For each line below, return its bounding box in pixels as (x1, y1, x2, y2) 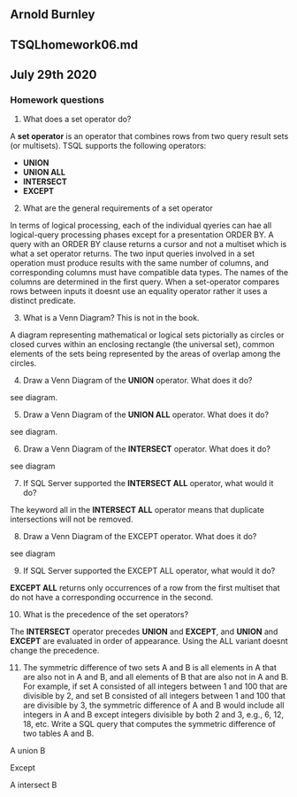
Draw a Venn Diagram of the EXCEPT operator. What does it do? (22, 531, 257, 542)
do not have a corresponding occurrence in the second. (10, 592, 214, 603)
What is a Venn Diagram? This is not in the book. (22, 313, 200, 323)
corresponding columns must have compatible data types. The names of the (10, 267, 289, 278)
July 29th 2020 (10, 67, 97, 82)
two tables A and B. (22, 728, 95, 739)
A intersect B (10, 779, 57, 791)
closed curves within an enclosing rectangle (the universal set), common (10, 339, 275, 350)
